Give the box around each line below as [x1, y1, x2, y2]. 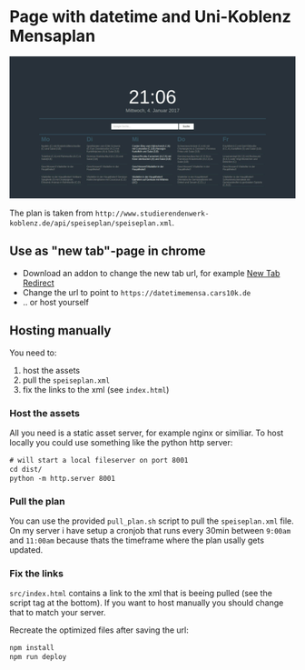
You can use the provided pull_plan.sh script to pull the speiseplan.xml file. [9, 515, 294, 526]
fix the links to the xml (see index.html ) [22, 384, 170, 395]
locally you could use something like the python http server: [9, 436, 233, 447]
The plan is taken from [9, 207, 93, 218]
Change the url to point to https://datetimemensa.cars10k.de [22, 286, 251, 297]
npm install [9, 644, 54, 653]
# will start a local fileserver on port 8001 [9, 455, 189, 465]
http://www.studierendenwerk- [94, 209, 210, 218]
